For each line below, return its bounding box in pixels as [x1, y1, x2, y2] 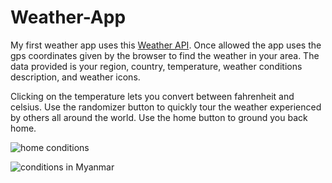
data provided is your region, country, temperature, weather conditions [10, 60, 303, 72]
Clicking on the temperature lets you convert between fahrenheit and [10, 90, 295, 102]
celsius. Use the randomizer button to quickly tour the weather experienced [10, 101, 322, 113]
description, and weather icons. [10, 71, 141, 83]
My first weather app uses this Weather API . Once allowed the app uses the [10, 39, 322, 51]
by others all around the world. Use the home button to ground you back [10, 111, 308, 123]
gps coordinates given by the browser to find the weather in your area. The [10, 49, 320, 61]
